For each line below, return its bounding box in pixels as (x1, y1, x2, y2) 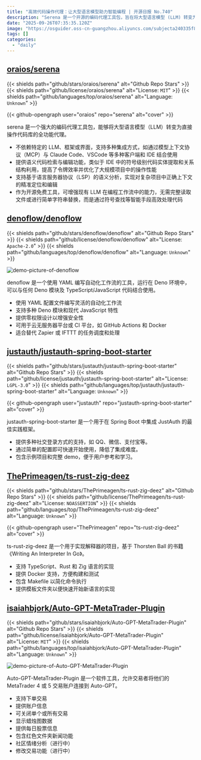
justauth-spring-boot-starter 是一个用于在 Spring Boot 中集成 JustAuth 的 (7, 418, 187, 425)
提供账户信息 (15, 702, 47, 709)
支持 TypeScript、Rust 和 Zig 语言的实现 (15, 563, 115, 570)
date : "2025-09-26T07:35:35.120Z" (7, 20, 93, 26)
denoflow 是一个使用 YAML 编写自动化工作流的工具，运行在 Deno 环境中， (7, 279, 190, 286)
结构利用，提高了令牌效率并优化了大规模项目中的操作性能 (15, 166, 157, 173)
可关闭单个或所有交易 (15, 710, 68, 717)
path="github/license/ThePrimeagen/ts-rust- (75, 493, 185, 500)
